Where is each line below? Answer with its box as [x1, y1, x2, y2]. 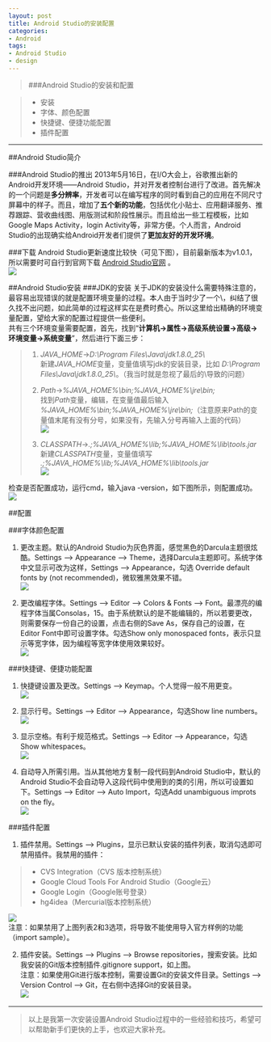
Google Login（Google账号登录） [40, 887, 152, 896]
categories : [8, 27, 48, 35]
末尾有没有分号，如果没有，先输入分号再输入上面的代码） [54, 415, 246, 424]
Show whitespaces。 [19, 741, 90, 751]
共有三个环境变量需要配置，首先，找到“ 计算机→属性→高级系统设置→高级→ [8, 323, 258, 332]
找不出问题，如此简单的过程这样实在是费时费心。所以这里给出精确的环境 [15, 302, 256, 312]
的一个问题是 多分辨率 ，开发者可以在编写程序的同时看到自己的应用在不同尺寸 [8, 189, 263, 199]
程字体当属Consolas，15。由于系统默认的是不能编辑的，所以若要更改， [19, 608, 256, 618]
